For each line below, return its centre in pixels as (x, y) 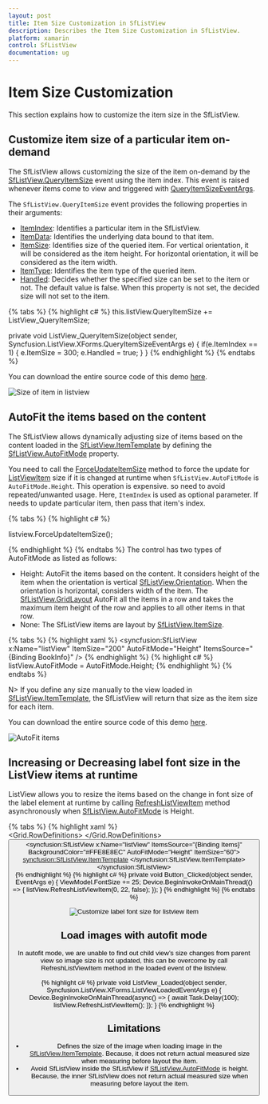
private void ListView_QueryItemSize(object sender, (93, 335)
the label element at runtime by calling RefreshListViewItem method (119, 803)
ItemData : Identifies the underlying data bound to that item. (117, 236)
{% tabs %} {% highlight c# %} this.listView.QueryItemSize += (110, 311)
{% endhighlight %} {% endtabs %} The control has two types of (115, 550)
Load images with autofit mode (134, 935)
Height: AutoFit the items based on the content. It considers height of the (140, 574)
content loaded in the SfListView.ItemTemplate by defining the (110, 445)
